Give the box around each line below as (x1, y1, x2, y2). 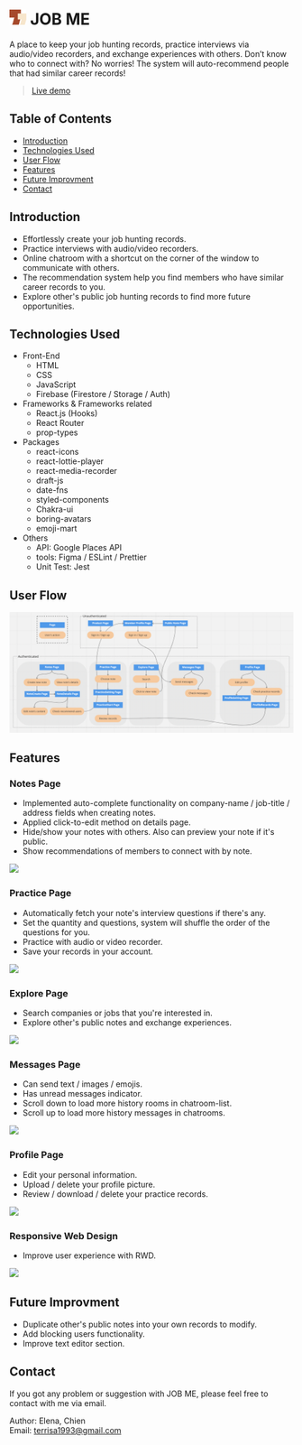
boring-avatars (35, 514, 92, 524)
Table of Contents (9, 111, 113, 126)
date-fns (35, 485, 69, 496)
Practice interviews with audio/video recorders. (22, 243, 199, 254)
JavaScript (35, 379, 77, 390)
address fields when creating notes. (22, 808, 156, 819)
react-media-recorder (35, 466, 117, 477)
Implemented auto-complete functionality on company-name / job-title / (22, 798, 290, 809)
